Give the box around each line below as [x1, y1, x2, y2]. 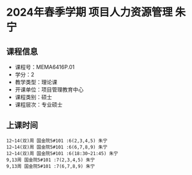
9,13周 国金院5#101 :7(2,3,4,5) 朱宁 [6, 157, 95, 163]
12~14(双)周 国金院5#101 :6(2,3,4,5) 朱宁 [6, 138, 108, 144]
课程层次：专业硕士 [14, 101, 63, 108]
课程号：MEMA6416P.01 [14, 64, 75, 70]
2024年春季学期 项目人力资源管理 [6, 5, 173, 19]
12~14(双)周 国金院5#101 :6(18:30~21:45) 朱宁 [6, 150, 118, 156]
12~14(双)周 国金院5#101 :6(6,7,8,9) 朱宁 [6, 144, 108, 150]
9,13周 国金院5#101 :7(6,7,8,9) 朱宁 [6, 163, 95, 169]
